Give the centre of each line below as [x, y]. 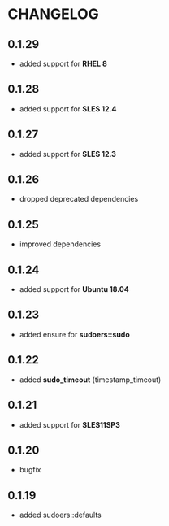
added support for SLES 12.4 [68, 109]
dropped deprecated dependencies [79, 199]
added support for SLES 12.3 [68, 154]
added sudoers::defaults [61, 515]
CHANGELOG [53, 14]
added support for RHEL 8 [63, 63]
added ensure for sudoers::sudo [75, 334]
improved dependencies [60, 244]
